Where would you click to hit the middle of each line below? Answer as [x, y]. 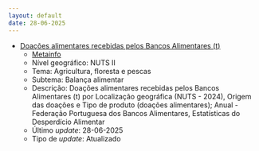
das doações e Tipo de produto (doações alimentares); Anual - [135, 105]
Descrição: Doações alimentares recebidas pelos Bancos [126, 87]
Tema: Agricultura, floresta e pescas [91, 71]
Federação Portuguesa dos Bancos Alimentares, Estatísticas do [136, 113]
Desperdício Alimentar [68, 122]
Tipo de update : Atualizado [76, 138]
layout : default [35, 15]
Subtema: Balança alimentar [78, 79]
